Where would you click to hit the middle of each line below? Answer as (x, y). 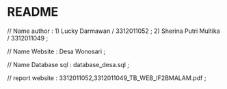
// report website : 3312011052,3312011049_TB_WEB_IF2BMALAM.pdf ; (107, 78)
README (33, 12)
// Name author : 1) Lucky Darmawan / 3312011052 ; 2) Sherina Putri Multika (113, 31)
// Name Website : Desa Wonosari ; (56, 51)
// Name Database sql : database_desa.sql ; (68, 64)
